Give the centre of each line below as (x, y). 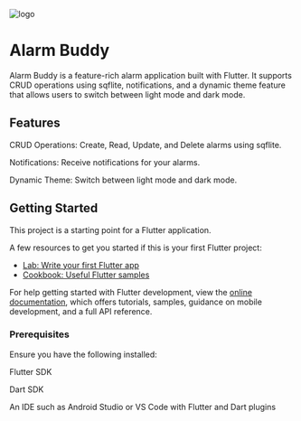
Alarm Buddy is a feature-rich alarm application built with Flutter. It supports (150, 75)
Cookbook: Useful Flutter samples (86, 275)
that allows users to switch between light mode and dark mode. (127, 94)
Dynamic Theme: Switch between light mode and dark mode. (123, 180)
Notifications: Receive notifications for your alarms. (105, 162)
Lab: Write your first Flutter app (81, 265)
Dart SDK (27, 389)
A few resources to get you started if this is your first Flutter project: (136, 248)
